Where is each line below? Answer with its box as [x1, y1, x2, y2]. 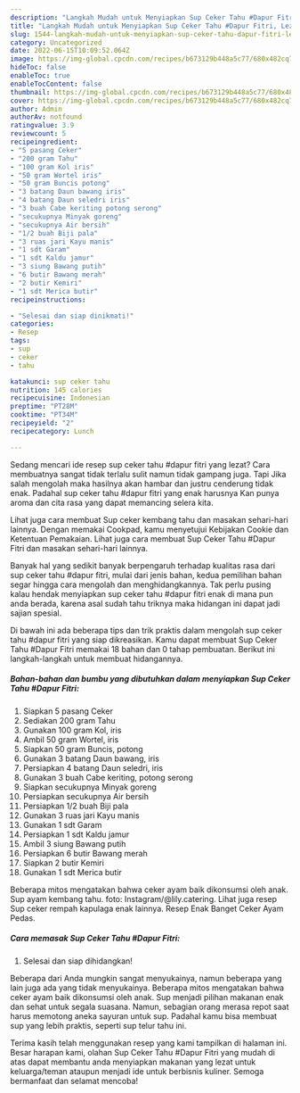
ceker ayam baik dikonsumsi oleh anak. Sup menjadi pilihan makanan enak [10, 991, 284, 1002]
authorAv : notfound [10, 112, 83, 121]
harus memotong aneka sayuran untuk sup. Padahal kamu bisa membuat [10, 1010, 278, 1022]
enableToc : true [10, 71, 70, 80]
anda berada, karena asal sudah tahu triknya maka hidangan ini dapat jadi [10, 598, 280, 609]
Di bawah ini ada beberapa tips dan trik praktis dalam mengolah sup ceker [10, 625, 283, 635]
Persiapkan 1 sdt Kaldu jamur [22, 829, 130, 840]
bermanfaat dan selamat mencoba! [10, 1075, 139, 1086]
